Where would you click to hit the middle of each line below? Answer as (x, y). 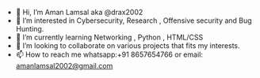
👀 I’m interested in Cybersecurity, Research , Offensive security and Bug (134, 20)
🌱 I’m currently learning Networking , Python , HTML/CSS (109, 37)
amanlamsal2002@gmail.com (64, 66)
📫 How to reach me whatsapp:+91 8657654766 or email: (109, 54)
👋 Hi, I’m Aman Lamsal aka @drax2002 (79, 12)
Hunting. (30, 29)
